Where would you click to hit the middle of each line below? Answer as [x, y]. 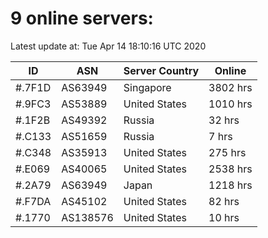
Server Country [161, 70]
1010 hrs [230, 104]
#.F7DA [33, 201]
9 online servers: [82, 18]
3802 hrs [230, 87]
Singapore [147, 87]
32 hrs [224, 120]
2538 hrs [230, 169]
